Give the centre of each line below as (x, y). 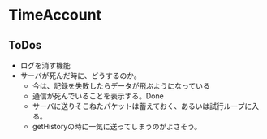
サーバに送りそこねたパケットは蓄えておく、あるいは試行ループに (142, 106)
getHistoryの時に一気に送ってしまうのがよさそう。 (117, 126)
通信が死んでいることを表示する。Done (98, 96)
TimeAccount (55, 15)
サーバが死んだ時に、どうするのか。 (80, 76)
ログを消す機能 (45, 65)
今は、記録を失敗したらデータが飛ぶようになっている (121, 86)
